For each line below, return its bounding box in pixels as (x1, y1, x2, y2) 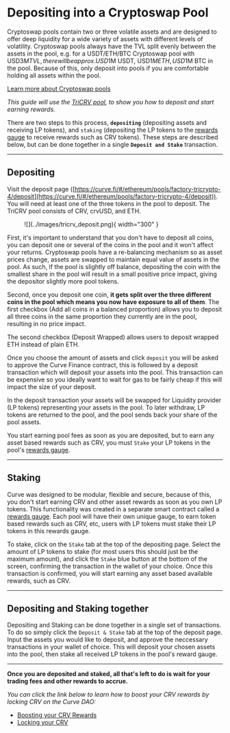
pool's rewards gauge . (7, 445, 71, 454)
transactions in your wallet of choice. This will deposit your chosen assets (7, 643, 216, 651)
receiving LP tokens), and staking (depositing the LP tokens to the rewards (7, 126, 218, 134)
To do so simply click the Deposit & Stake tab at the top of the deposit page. (7, 628, 222, 636)
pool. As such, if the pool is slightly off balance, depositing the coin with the (7, 262, 221, 270)
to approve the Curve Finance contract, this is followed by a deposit (7, 360, 199, 369)
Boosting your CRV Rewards (16, 711, 97, 719)
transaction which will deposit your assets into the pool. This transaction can (7, 368, 223, 376)
